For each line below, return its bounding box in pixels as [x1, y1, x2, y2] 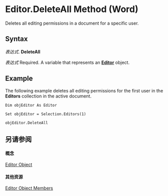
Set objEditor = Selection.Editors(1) [5, 112, 86, 117]
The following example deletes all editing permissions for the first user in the [5, 87, 163, 93]
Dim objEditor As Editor [5, 103, 57, 108]
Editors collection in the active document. [5, 93, 92, 99]
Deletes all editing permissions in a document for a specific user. [5, 20, 139, 26]
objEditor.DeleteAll [5, 120, 49, 125]
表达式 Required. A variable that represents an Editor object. [5, 59, 130, 65]
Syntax [5, 35, 28, 43]
